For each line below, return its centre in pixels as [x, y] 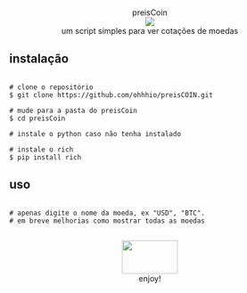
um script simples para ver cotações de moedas [150, 31]
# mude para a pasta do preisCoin [74, 110]
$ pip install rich [45, 157]
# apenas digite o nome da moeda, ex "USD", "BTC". [107, 213]
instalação [39, 59]
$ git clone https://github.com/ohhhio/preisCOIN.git [111, 95]
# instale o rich [41, 150]
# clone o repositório [51, 87]
